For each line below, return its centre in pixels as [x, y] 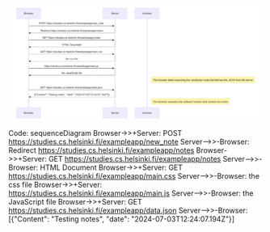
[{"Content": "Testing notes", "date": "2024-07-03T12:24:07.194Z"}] [122, 219]
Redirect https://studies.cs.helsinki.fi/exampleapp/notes [101, 150]
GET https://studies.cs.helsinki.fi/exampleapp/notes [135, 158]
